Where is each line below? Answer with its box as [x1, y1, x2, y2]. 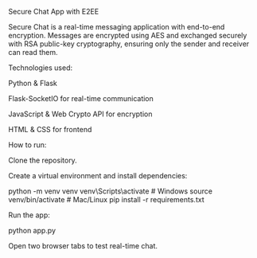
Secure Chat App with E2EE [8, 7, 99, 16]
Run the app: [8, 210, 50, 220]
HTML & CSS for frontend [8, 125, 92, 134]
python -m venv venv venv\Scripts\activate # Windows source [8, 186, 213, 196]
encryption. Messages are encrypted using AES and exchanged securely [8, 31, 247, 40]
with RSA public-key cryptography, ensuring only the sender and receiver [8, 39, 250, 49]
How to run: [8, 140, 47, 150]
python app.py [8, 226, 56, 235]
